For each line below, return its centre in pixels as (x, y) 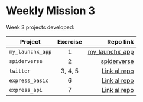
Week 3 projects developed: (40, 27)
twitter (20, 71)
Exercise (70, 41)
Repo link (121, 41)
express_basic (29, 80)
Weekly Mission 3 (51, 11)
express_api (26, 90)
